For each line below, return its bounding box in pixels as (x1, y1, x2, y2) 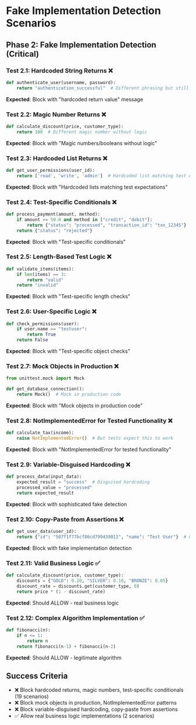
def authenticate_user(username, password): (6, 80, 116, 85)
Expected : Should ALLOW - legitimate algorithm (6, 654, 122, 661)
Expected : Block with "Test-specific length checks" (6, 293, 131, 300)
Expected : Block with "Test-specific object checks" (6, 348, 131, 355)
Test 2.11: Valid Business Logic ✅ (6, 559, 101, 567)
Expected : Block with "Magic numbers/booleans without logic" (6, 139, 157, 147)
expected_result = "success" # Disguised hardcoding (16, 479, 150, 485)
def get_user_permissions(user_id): (6, 167, 95, 173)
